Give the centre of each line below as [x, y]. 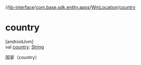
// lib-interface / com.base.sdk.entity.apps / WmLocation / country [70, 7]
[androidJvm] [20, 41]
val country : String [25, 47]
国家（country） [22, 57]
